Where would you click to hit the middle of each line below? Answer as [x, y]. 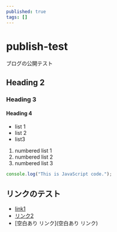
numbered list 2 [34, 157]
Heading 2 [26, 83]
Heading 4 [19, 114]
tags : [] [17, 17]
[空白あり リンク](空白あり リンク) [56, 223]
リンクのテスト [33, 194]
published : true [26, 12]
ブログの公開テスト [30, 63]
